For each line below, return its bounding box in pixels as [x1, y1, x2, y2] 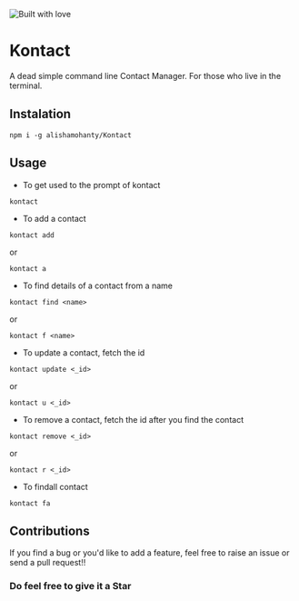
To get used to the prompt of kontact [22, 179, 161, 190]
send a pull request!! [9, 557, 86, 568]
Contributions [9, 523, 90, 538]
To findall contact [22, 481, 88, 492]
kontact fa [9, 498, 51, 508]
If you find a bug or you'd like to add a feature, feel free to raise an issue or [9, 547, 290, 558]
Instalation [9, 106, 71, 122]
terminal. [9, 80, 43, 91]
